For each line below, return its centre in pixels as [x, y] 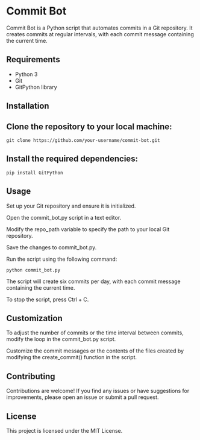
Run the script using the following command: [62, 259]
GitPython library [36, 87]
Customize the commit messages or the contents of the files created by [95, 351]
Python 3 [26, 74]
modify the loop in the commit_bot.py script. [61, 339]
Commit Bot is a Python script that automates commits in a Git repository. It [99, 28]
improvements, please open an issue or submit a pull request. [83, 397]
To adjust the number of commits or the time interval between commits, [95, 333]
